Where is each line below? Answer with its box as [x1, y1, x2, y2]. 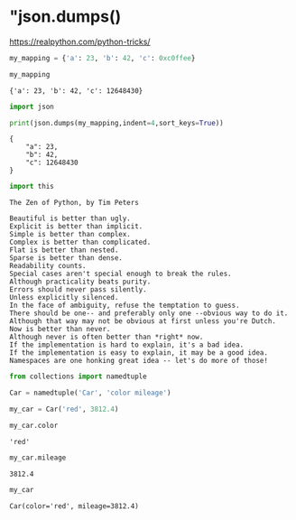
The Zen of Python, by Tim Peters [9, 199, 140, 208]
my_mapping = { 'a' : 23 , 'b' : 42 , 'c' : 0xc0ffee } [9, 53, 196, 62]
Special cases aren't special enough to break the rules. [9, 269, 232, 279]
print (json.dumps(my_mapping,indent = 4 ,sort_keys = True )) [9, 118, 224, 127]
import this [9, 182, 54, 191]
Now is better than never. [9, 325, 111, 334]
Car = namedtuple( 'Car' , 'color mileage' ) [9, 388, 171, 398]
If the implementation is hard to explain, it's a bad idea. [9, 340, 245, 349]
